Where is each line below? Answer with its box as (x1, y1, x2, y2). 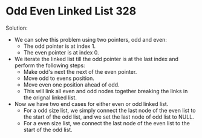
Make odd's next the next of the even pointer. (23, 68, 137, 75)
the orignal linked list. (23, 94, 77, 101)
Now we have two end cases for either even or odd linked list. (14, 100, 169, 107)
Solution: (5, 24, 28, 31)
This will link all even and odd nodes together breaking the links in (23, 87, 188, 94)
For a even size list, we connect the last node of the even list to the (23, 119, 190, 126)
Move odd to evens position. (23, 74, 94, 82)
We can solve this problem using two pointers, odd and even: (14, 36, 168, 43)
